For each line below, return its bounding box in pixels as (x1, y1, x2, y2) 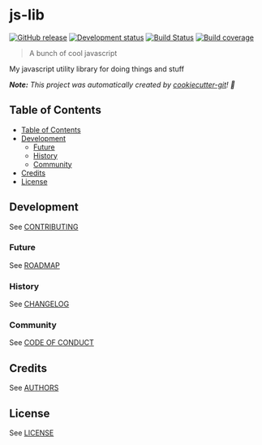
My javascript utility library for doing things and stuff (9, 63, 185, 74)
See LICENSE (9, 428, 54, 438)
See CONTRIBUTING (9, 222, 79, 231)
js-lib (9, 6, 45, 24)
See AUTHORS (9, 383, 59, 393)
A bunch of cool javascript (28, 48, 118, 58)
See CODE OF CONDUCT (9, 338, 94, 348)
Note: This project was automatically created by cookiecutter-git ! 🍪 (9, 80, 236, 89)
